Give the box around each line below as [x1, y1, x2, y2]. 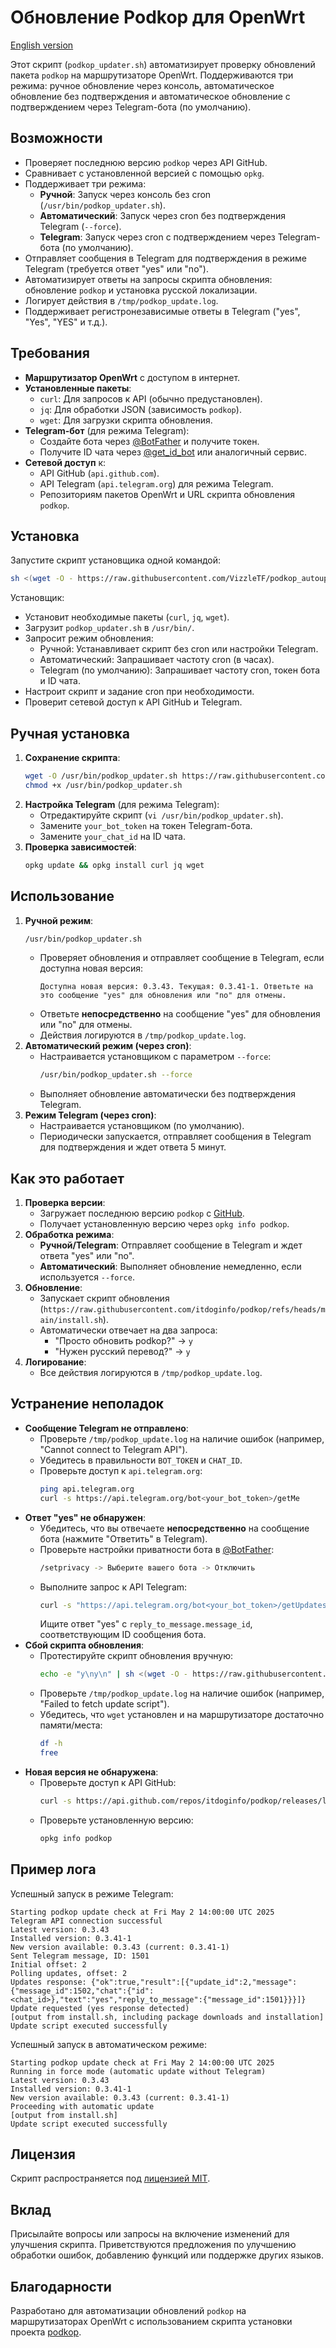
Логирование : [24, 1356, 87, 1368]
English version [10, 39, 74, 51]
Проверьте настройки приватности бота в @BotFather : [39, 1543, 275, 1555]
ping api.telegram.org [39, 1484, 135, 1494]
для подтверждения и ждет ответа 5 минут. [39, 1141, 227, 1153]
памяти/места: [39, 1719, 103, 1731]
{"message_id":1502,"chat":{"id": [10, 1986, 155, 1996]
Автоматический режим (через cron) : [24, 1040, 192, 1052]
